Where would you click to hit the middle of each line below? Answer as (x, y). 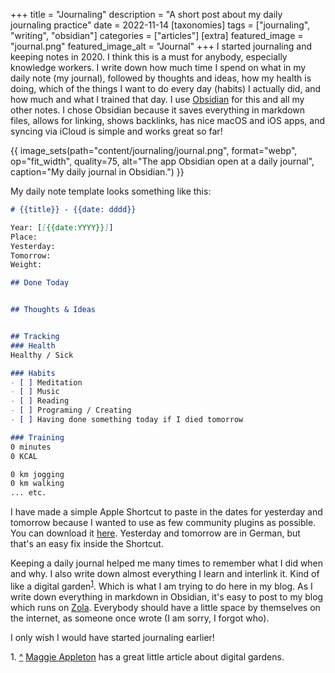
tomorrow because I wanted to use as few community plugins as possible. (163, 523)
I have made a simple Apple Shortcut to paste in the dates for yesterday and (166, 512)
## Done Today (40, 283)
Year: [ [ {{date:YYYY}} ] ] (62, 227)
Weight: (26, 265)
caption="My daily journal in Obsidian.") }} (97, 172)
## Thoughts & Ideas (53, 310)
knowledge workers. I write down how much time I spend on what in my (158, 67)
